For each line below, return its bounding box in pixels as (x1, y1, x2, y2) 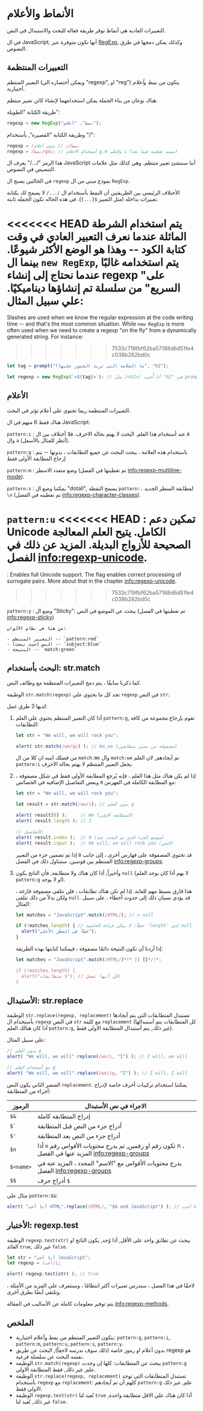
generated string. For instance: (7, 333, 84, 341)
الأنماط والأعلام (7, 7, 74, 21)
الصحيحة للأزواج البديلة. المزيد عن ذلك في (7, 538, 191, 552)
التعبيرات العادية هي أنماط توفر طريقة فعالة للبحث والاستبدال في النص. (7, 27, 166, 34)
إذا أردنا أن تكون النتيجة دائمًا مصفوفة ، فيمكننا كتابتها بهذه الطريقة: (15, 945, 163, 952)
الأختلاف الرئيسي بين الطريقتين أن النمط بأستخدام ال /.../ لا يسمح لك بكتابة (7, 189, 180, 197)
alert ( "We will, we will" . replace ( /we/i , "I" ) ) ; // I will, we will (7, 1053, 188, 1059)
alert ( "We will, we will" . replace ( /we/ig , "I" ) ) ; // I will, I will (7, 1070, 188, 1076)
